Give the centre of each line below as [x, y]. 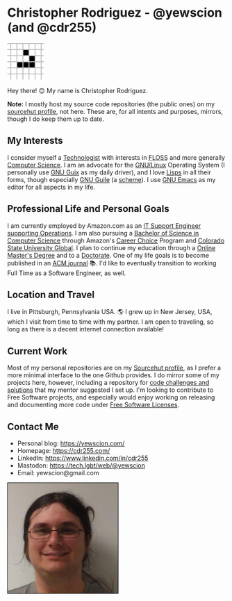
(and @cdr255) [52, 27]
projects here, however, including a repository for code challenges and [108, 383]
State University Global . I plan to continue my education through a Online [111, 247]
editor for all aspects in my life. [51, 187]
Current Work [38, 351]
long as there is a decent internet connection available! [86, 329]
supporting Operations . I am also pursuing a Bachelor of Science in [103, 233]
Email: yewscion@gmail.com [58, 473]
